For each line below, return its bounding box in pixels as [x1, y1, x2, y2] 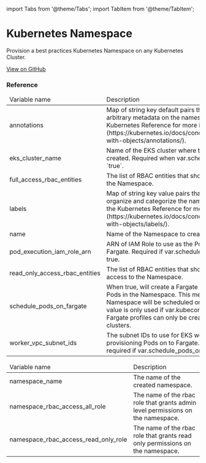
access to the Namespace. [106, 273, 183, 281]
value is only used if [106, 306, 164, 315]
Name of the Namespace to [106, 230, 186, 239]
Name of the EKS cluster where [106, 147, 197, 155]
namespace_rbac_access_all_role [9, 402, 106, 411]
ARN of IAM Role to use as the [106, 240, 193, 248]
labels [9, 205, 27, 213]
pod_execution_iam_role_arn [9, 248, 92, 256]
